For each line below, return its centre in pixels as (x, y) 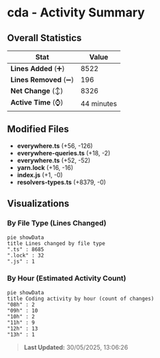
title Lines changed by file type (56, 243)
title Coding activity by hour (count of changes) (81, 298)
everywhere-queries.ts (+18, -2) (64, 153)
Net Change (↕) (37, 91)
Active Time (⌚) (37, 102)
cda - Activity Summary (76, 13)
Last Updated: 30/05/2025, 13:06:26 (76, 347)
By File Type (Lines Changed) (57, 223)
